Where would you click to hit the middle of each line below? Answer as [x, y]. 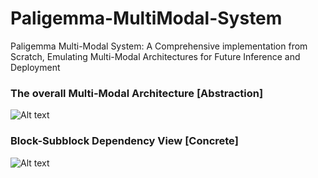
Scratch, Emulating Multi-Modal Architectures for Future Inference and [155, 56]
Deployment [35, 67]
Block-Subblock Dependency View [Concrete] [124, 141]
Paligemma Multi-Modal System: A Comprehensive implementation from [159, 46]
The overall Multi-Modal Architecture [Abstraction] [137, 93]
